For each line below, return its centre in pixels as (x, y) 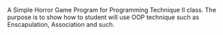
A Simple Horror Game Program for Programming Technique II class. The (112, 10)
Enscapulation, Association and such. (61, 24)
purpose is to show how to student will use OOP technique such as (103, 17)
